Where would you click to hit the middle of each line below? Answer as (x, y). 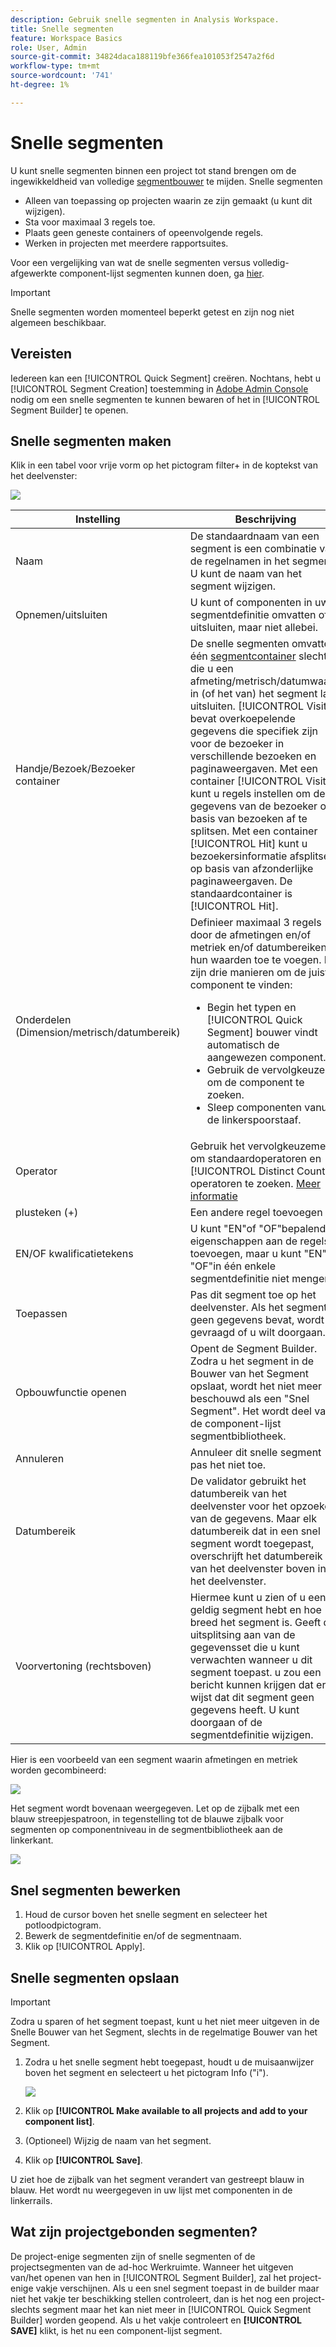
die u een (211, 669)
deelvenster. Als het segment (258, 1308)
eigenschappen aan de (243, 1241)
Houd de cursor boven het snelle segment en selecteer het (146, 1915)
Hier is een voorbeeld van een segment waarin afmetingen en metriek (154, 1760)
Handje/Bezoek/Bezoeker (75, 769)
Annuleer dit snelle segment (255, 1453)
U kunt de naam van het (245, 574)
